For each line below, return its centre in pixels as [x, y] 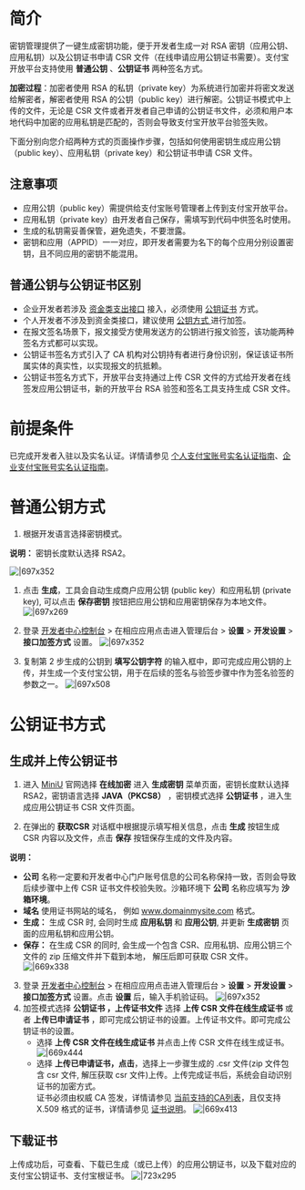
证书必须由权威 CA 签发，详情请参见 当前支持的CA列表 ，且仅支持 [158, 1098]
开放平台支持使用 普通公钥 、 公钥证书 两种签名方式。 [108, 68]
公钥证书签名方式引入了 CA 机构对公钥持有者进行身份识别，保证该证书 [154, 354]
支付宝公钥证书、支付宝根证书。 [69, 1175]
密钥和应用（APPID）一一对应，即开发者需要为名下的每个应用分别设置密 [158, 241]
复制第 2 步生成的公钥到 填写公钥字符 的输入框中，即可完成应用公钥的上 [158, 662]
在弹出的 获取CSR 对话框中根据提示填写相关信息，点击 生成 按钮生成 [151, 826]
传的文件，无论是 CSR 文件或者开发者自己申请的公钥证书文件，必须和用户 [147, 110]
